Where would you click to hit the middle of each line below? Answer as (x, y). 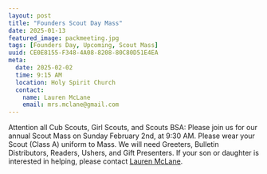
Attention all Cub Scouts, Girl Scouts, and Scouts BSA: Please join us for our (133, 128)
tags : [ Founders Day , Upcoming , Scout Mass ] (83, 45)
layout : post (30, 16)
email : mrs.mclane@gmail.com (71, 105)
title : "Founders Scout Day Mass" (66, 23)
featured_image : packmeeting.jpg (64, 38)
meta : (17, 61)
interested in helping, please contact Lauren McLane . (96, 161)
